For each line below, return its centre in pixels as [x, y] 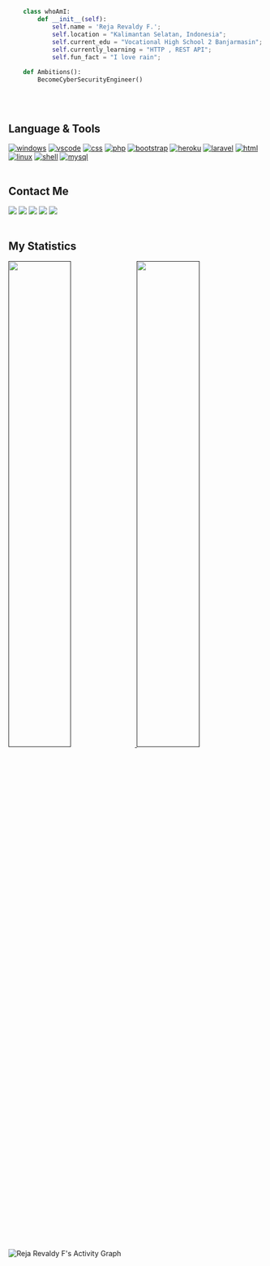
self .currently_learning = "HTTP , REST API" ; [132, 50]
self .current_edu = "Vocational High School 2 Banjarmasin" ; [157, 42]
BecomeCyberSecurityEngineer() [90, 80]
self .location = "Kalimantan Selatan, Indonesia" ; [139, 35]
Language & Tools [55, 128]
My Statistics [43, 246]
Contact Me [39, 191]
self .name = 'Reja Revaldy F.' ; [106, 27]
